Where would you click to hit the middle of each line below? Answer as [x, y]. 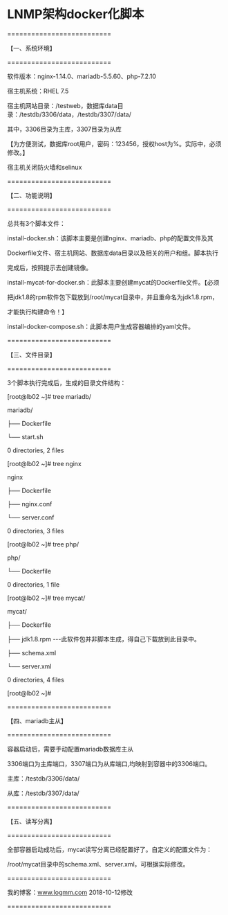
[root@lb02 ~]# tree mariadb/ [49, 396]
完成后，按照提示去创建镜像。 [49, 267]
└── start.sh [25, 436]
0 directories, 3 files [36, 531]
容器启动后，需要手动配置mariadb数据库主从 [70, 749]
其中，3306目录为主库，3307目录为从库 [65, 129]
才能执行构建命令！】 [37, 312]
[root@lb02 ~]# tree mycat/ [46, 598]
